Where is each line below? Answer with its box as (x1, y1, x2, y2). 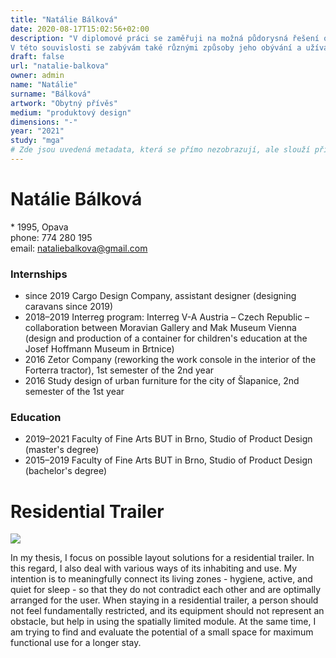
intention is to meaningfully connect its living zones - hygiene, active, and (10, 573, 313, 585)
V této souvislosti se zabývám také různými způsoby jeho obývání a (10, 42, 302, 53)
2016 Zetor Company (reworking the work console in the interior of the (24, 354, 317, 366)
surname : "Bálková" (10, 89, 92, 99)
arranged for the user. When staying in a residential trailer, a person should (10, 594, 319, 606)
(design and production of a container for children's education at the (24, 332, 308, 345)
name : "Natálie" (10, 80, 78, 90)
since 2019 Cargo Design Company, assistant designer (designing (24, 290, 297, 302)
